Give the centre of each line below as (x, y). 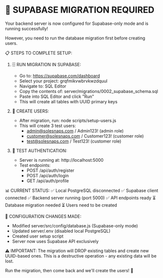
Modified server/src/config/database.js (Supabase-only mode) (75, 225)
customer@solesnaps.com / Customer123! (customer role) (85, 136)
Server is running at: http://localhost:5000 (61, 160)
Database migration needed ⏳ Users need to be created (61, 205)
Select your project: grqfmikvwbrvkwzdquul (63, 81)
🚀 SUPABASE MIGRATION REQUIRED (80, 10)
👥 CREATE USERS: (31, 111)
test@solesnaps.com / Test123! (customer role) (74, 141)
